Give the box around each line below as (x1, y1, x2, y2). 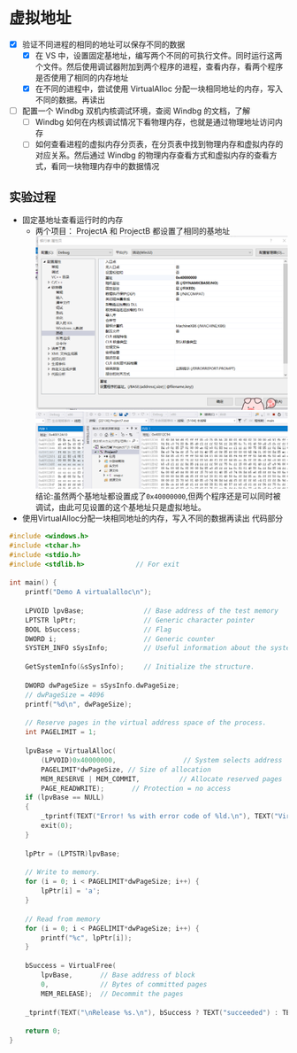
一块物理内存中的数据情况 (65, 161, 160, 172)
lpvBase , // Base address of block (41, 971, 196, 979)
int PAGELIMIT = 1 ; (25, 728, 97, 737)
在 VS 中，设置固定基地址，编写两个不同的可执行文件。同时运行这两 (34, 50, 283, 60)
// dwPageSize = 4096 (25, 690, 104, 700)
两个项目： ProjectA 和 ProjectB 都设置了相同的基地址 (34, 226, 231, 236)
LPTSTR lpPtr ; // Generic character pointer (25, 616, 255, 624)
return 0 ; (25, 1026, 62, 1036)
